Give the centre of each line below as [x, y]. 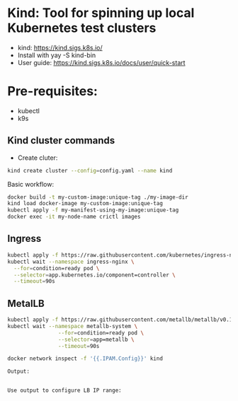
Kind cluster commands [61, 140]
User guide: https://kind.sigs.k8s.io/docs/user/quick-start [101, 62]
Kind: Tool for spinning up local [101, 13]
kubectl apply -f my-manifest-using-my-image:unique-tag [93, 210]
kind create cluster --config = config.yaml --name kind [90, 170]
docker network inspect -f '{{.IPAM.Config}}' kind [85, 359]
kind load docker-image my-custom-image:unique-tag [85, 204]
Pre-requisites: [52, 92]
